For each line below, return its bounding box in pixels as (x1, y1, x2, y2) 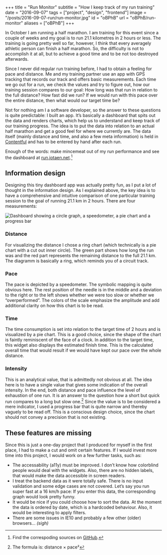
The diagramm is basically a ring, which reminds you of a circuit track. (5, 258, 149, 264)
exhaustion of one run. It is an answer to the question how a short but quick (5, 392, 160, 398)
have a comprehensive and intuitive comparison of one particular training (5, 192, 155, 198)
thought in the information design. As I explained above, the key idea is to (5, 187, 156, 193)
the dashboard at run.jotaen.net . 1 (5, 154, 73, 161)
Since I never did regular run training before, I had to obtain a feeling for (5, 66, 153, 72)
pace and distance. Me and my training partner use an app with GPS (5, 71, 145, 77)
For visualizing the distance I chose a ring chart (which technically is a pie (5, 242, 157, 248)
